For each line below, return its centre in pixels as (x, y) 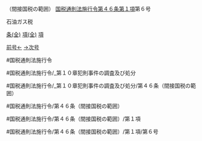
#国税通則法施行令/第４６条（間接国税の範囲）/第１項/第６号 (82, 132)
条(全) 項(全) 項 (25, 34)
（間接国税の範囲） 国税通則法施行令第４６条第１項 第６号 (79, 9)
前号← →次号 (23, 47)
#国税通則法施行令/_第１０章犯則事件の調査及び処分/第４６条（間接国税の (99, 86)
